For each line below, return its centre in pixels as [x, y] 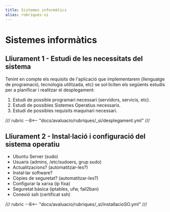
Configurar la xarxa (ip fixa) [41, 183]
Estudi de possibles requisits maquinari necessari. [65, 111]
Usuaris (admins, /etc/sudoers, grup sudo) [57, 162]
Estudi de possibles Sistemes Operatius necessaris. [66, 105]
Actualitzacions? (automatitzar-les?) [50, 167]
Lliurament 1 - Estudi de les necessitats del [74, 59]
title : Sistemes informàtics [36, 10]
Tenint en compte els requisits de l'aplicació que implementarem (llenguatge [85, 79]
